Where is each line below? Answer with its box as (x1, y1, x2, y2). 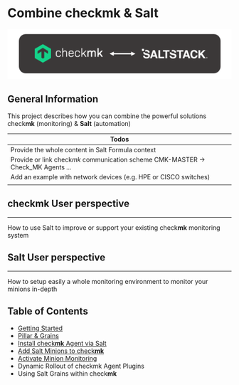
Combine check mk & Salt (7, 5, 159, 21)
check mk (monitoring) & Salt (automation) (7, 119, 132, 127)
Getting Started (17, 324, 63, 332)
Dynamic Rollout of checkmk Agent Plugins (17, 362, 144, 371)
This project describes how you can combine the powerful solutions (7, 112, 207, 120)
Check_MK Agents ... (10, 162, 72, 172)
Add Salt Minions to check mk (17, 347, 105, 355)
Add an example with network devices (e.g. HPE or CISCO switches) (10, 173, 211, 181)
